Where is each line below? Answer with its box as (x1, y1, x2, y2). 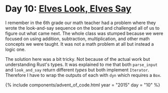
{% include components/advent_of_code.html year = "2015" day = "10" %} (5, 81, 160, 88)
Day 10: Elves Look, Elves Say (5, 3, 132, 15)
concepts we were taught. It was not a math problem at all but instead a (5, 41, 154, 47)
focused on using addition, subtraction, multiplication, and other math (5, 36, 150, 42)
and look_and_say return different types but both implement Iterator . (5, 66, 149, 73)
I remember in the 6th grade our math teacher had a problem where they (5, 20, 156, 26)
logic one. (5, 46, 26, 52)
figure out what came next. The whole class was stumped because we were (5, 30, 163, 36)
